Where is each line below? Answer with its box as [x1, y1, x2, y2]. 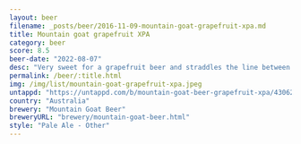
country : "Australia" [9, 96, 90, 106]
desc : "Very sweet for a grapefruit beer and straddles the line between [9, 64, 291, 72]
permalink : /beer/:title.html [9, 72, 123, 80]
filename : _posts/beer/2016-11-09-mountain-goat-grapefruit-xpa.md [9, 21, 267, 30]
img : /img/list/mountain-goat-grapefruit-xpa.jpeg [9, 80, 202, 89]
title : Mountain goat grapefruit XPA [9, 30, 150, 38]
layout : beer [9, 13, 58, 22]
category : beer [9, 38, 66, 47]
